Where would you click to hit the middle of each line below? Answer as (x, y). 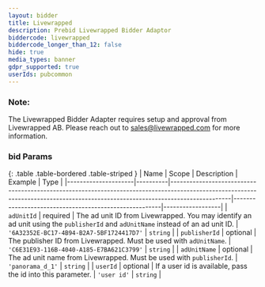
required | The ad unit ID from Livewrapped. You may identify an (147, 216)
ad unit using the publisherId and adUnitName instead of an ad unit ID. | (123, 224)
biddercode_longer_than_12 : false (65, 45)
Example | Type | (36, 182)
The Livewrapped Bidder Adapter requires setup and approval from (117, 119)
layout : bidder (33, 15)
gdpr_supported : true (44, 67)
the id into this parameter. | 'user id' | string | (85, 274)
